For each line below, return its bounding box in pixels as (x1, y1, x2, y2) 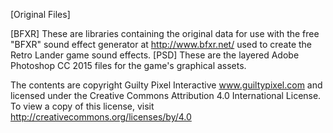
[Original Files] (10, 9, 71, 20)
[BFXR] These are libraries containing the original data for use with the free (10, 28, 320, 39)
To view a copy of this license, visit (10, 100, 155, 112)
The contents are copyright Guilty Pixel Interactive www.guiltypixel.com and (10, 79, 323, 91)
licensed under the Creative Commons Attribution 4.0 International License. (10, 90, 322, 101)
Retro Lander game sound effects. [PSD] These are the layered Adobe (10, 49, 300, 61)
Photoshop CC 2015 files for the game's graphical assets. (10, 60, 247, 71)
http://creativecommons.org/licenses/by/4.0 (10, 111, 192, 123)
